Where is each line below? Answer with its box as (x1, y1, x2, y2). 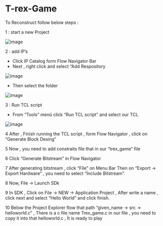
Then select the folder (12, 83, 58, 89)
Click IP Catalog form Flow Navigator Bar (12, 58, 97, 64)
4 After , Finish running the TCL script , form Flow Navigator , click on (5, 130, 148, 137)
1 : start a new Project (5, 29, 50, 35)
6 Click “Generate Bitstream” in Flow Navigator (5, 155, 101, 161)
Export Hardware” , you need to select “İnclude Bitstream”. (5, 170, 126, 176)
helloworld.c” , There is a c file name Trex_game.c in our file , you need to (5, 210, 156, 216)
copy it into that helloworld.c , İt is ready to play (5, 215, 103, 221)
